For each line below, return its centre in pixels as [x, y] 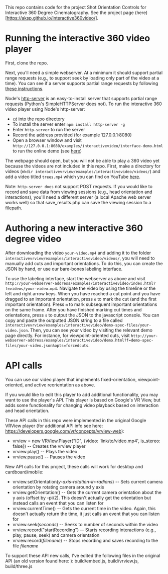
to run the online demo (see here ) [47, 151]
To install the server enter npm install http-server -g [69, 124]
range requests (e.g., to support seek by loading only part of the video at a [82, 78]
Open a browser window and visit [47, 140]
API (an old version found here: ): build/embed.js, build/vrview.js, [72, 561]
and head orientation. [27, 411]
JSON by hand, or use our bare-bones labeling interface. [64, 269]
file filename [25, 546]
